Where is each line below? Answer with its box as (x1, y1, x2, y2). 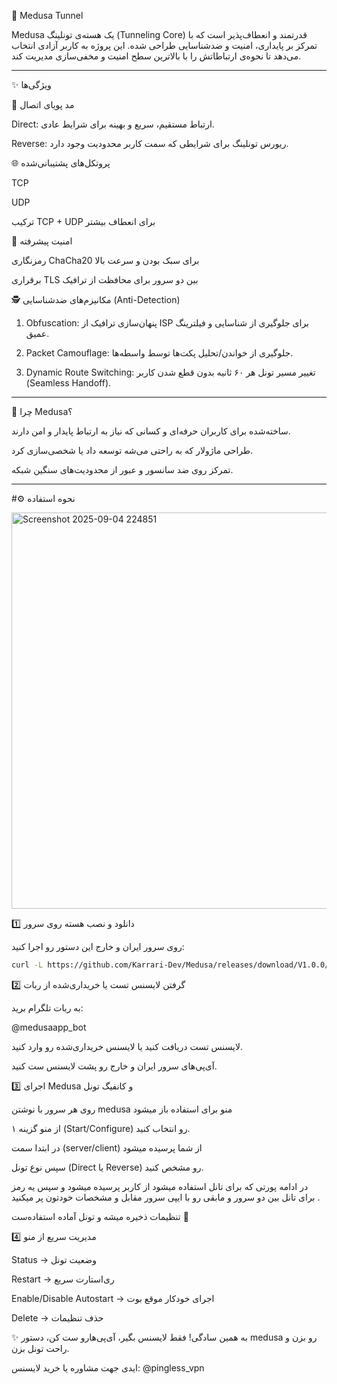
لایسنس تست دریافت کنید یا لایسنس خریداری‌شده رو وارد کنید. (11, 1040, 244, 1052)
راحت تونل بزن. (11, 1342, 70, 1354)
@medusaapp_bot (11, 1021, 87, 1033)
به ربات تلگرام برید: (11, 1001, 84, 1014)
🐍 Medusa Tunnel (11, 10, 84, 21)
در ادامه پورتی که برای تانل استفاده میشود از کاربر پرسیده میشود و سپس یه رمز (11, 1180, 309, 1192)
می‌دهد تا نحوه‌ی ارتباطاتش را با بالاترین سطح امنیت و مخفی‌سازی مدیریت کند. (11, 50, 302, 62)
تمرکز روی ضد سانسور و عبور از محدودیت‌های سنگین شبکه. (11, 464, 234, 475)
